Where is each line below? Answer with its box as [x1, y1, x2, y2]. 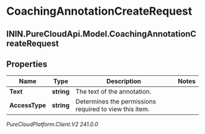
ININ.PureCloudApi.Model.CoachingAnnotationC [6, 29, 196, 39]
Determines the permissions [75, 97, 157, 106]
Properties [6, 59, 48, 69]
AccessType [9, 101, 46, 110]
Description [106, 77, 142, 86]
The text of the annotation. [75, 87, 151, 96]
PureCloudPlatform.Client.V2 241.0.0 [6, 121, 99, 128]
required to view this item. [75, 105, 149, 114]
